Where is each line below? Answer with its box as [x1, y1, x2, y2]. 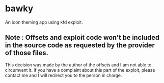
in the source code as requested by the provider [5, 41, 155, 50]
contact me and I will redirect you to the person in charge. [5, 72, 122, 78]
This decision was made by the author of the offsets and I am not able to [5, 62, 152, 68]
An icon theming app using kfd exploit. [5, 19, 83, 25]
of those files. [5, 49, 49, 57]
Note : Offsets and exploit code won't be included [5, 33, 160, 42]
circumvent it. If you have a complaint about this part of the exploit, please [5, 67, 156, 73]
